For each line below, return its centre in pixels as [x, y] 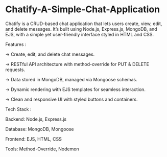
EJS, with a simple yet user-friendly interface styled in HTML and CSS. [80, 34]
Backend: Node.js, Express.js [36, 119]
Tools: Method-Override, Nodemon [42, 149]
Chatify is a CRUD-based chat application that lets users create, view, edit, [84, 24]
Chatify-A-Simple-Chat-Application [83, 9]
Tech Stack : [18, 109]
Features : [16, 44]
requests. [15, 70]
